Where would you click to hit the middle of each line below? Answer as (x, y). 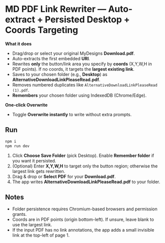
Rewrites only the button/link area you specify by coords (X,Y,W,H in (82, 64)
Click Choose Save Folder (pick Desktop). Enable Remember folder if (83, 155)
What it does (18, 43)
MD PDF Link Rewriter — (56, 9)
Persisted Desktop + (87, 20)
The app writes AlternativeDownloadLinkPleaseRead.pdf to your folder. (86, 182)
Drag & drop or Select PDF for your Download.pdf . (64, 176)
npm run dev (17, 146)
